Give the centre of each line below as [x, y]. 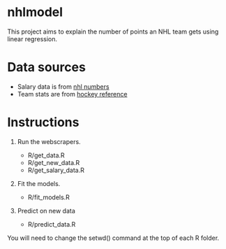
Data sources [46, 67]
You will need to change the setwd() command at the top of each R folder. [113, 238]
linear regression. [32, 38]
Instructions [43, 122]
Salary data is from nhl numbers [63, 86]
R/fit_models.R [48, 197]
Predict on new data [46, 211]
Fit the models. [39, 183]
